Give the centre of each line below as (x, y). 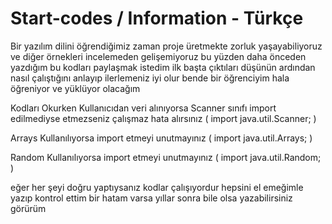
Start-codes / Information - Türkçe (157, 18)
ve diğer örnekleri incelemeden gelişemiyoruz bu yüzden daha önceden (158, 56)
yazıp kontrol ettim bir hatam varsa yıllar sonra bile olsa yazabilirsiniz (151, 198)
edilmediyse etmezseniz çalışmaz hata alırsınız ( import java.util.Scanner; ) (163, 118)
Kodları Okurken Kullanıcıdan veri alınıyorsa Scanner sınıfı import (143, 108)
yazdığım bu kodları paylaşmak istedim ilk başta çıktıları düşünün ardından (163, 67)
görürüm (28, 208)
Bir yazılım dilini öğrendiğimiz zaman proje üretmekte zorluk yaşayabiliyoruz (166, 46)
